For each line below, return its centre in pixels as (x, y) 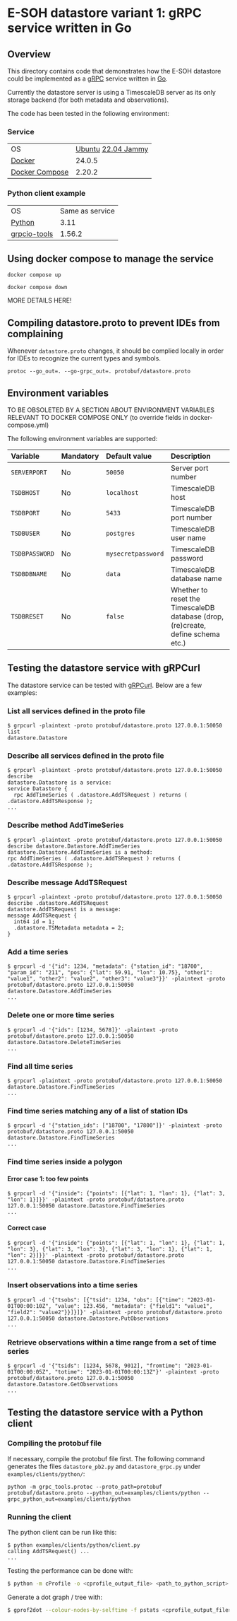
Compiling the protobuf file (55, 1444)
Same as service (87, 211)
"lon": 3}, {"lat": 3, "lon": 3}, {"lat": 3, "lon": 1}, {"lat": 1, (110, 1249)
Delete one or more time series (61, 1015)
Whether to (189, 590)
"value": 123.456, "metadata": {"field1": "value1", (134, 1306)
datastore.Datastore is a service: (60, 783)
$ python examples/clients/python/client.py (74, 1545)
